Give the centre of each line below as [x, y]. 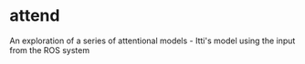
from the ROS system [49, 50]
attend [35, 16]
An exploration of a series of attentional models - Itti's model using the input [152, 41]
